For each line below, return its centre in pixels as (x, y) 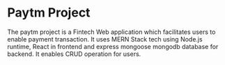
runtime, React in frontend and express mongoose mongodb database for (113, 46)
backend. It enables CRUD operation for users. (74, 54)
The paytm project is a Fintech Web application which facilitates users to (111, 32)
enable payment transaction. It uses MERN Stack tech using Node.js (105, 39)
